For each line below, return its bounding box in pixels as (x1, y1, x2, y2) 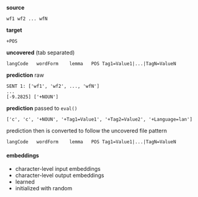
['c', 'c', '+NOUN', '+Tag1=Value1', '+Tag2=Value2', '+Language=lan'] (6, 116, 193, 123)
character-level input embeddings (15, 165, 101, 173)
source (6, 4, 25, 11)
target (6, 26, 23, 34)
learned (15, 178, 35, 185)
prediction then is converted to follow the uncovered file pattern (6, 127, 167, 134)
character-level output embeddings (15, 172, 105, 179)
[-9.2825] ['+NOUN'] (6, 94, 59, 100)
